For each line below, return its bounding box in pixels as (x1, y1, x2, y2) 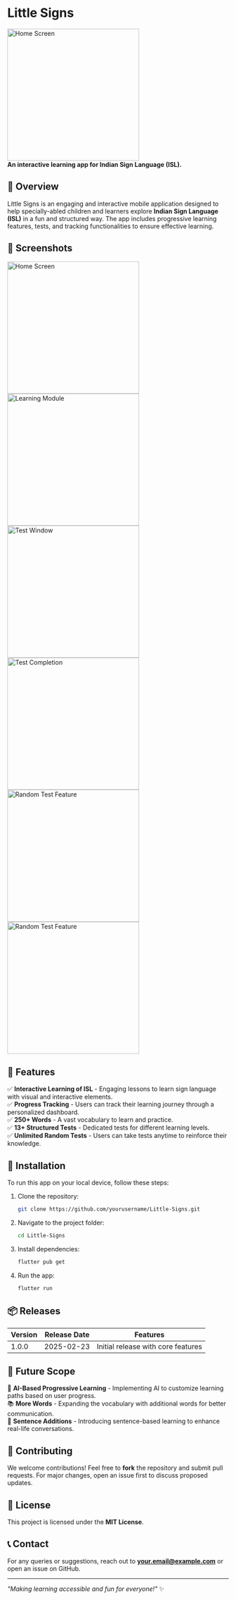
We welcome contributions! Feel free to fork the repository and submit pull (7, 1463, 223, 1473)
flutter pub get (17, 1258, 65, 1265)
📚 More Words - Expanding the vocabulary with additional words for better (7, 1399, 227, 1408)
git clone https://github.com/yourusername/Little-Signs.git (17, 1206, 201, 1213)
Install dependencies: (17, 1244, 80, 1253)
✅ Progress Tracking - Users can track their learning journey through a (7, 1100, 214, 1108)
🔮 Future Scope (7, 1365, 76, 1377)
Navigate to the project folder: (17, 1218, 105, 1227)
